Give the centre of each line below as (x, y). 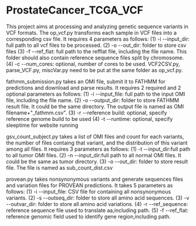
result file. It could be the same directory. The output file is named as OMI (95, 106)
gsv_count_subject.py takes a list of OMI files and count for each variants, (95, 136)
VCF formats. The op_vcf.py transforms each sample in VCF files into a (92, 32)
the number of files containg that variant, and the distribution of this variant (97, 143)
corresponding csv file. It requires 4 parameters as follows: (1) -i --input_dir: (98, 39)
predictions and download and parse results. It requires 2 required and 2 (94, 87)
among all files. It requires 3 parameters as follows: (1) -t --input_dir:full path (98, 149)
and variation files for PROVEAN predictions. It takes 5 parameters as (89, 185)
